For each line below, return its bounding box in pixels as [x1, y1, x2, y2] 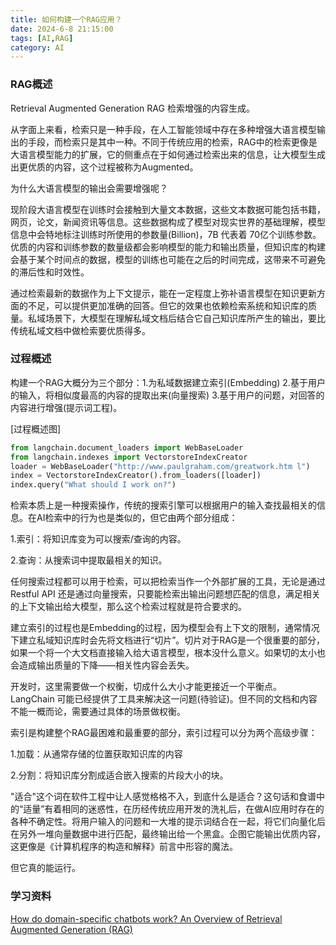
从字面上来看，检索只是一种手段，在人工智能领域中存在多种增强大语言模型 [10, 123, 317, 135]
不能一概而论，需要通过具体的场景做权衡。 [10, 706, 186, 718]
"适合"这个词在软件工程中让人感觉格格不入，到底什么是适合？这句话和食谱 [10, 791, 317, 803]
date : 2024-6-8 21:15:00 [10, 24, 114, 34]
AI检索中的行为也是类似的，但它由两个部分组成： [36, 512, 238, 524]
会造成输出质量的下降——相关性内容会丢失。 [10, 659, 195, 671]
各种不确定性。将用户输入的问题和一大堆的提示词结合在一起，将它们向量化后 [10, 816, 326, 828]
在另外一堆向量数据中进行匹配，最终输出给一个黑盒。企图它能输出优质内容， [10, 828, 326, 840]
